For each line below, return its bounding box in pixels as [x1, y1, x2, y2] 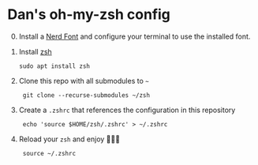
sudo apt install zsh [18, 62, 90, 70]
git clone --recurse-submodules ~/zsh [22, 91, 151, 99]
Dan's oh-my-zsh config [7, 6, 171, 24]
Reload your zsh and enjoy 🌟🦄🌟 [18, 134, 120, 144]
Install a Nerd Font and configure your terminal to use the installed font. [18, 32, 251, 41]
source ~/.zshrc [22, 149, 77, 157]
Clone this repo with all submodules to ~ [18, 76, 149, 85]
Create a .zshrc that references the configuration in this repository [18, 105, 236, 114]
